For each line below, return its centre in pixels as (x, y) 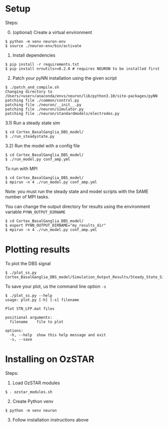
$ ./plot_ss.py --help (29, 295)
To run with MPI (21, 168)
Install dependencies (34, 55)
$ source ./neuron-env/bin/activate (43, 46)
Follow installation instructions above (50, 419)
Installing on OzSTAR (50, 359)
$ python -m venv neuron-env (35, 41)
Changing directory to (29, 91)
